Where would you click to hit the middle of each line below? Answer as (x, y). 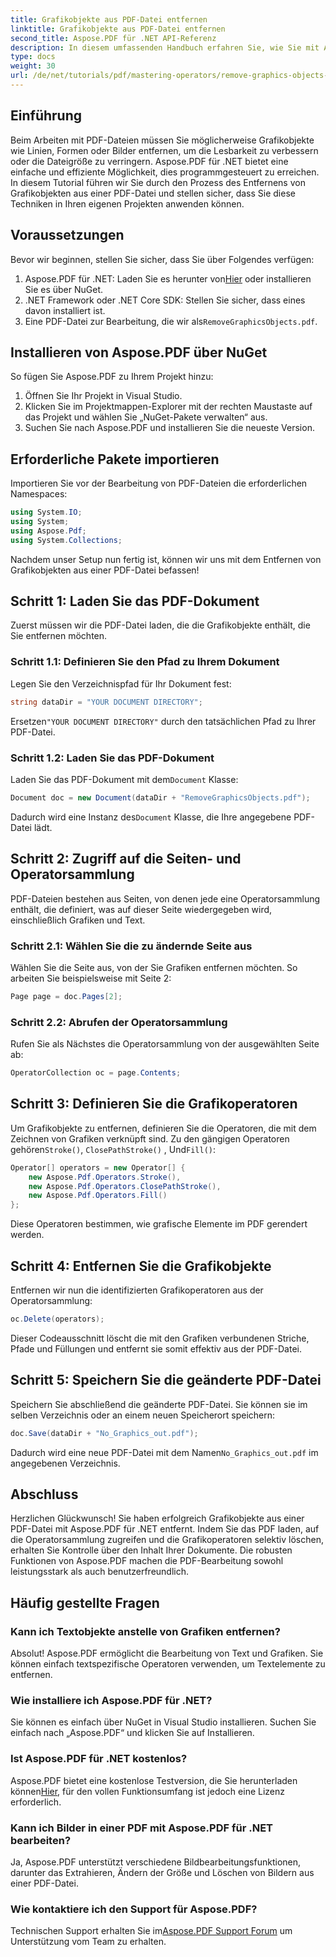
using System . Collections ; (66, 540)
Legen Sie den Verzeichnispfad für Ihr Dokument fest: (121, 683)
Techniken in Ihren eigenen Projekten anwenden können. (127, 203)
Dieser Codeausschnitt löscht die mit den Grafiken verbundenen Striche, (160, 1338)
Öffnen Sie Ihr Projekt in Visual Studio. (103, 396)
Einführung (46, 116)
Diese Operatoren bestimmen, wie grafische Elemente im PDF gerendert (159, 1224)
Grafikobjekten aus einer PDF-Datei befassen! (105, 570)
